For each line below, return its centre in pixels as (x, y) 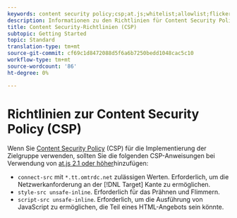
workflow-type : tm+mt (39, 60)
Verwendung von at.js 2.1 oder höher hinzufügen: (78, 164)
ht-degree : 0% (28, 73)
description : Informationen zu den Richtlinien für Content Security (112, 20)
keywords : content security (49, 14)
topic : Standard (31, 40)
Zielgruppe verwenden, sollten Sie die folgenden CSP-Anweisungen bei (111, 156)
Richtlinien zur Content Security (103, 114)
